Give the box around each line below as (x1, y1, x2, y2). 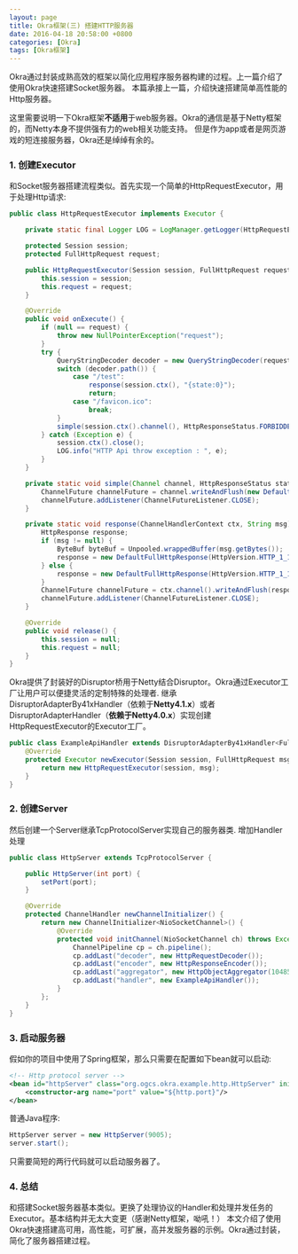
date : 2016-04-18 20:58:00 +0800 (9, 29, 133, 38)
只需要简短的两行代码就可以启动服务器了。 (9, 1156, 165, 1167)
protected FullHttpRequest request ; (25, 250, 161, 259)
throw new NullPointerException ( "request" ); (56, 332, 224, 341)
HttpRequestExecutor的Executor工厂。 (9, 721, 151, 732)
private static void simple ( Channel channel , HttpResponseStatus (25, 479, 272, 488)
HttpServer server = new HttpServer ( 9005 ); (9, 1131, 173, 1140)
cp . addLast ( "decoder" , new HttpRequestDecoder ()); (72, 951, 264, 960)
